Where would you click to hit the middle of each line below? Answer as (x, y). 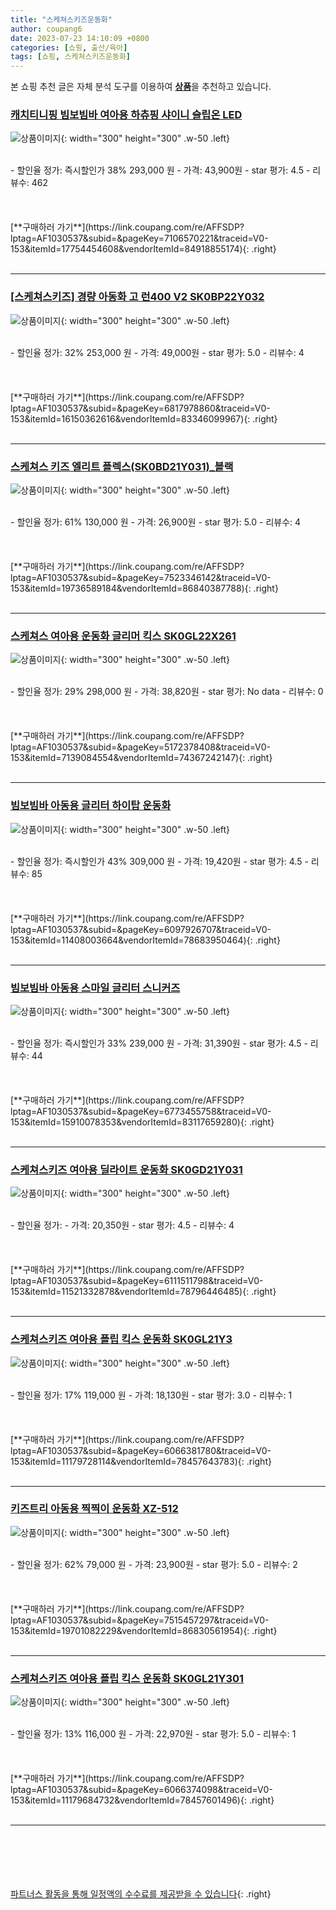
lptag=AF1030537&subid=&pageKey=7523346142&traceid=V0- (141, 578)
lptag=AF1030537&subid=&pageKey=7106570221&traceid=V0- (139, 238)
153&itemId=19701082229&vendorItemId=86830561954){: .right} (144, 1630)
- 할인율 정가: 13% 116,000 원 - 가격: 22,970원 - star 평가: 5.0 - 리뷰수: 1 (153, 1734)
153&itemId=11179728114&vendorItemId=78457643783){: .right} (141, 1461)
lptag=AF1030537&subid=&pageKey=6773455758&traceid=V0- (141, 1111)
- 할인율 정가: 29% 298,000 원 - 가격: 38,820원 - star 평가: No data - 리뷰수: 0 (167, 692)
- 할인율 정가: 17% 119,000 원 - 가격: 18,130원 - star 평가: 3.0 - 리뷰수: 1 (151, 1395)
